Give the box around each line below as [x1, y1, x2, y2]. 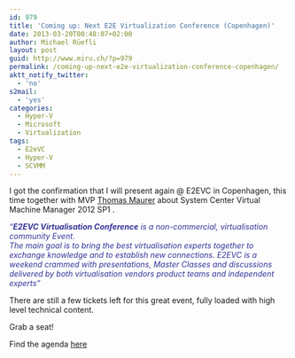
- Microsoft [17, 121, 62, 129]
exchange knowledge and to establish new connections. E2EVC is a [9, 250, 258, 261]
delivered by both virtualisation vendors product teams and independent [9, 268, 275, 279]
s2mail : [9, 87, 38, 96]
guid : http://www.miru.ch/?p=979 [9, 54, 133, 63]
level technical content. [9, 305, 95, 315]
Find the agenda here [9, 339, 88, 350]
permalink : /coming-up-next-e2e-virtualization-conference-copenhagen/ [9, 63, 279, 72]
